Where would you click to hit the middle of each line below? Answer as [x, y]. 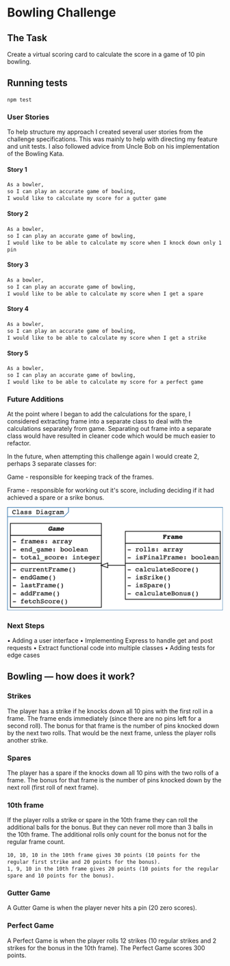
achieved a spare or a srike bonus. [56, 497]
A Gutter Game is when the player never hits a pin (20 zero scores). [102, 908]
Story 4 [18, 309]
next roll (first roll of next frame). [53, 787]
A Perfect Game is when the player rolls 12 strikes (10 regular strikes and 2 [112, 941]
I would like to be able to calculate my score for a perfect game [105, 382]
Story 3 [18, 264]
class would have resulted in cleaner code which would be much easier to [111, 436]
